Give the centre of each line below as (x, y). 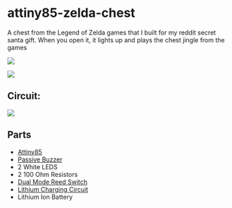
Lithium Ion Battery (45, 197)
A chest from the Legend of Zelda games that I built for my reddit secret (112, 32)
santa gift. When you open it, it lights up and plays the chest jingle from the (116, 39)
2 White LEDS (37, 166)
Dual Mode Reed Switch (53, 182)
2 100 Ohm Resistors (48, 174)
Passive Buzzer (40, 159)
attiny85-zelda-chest (71, 13)
